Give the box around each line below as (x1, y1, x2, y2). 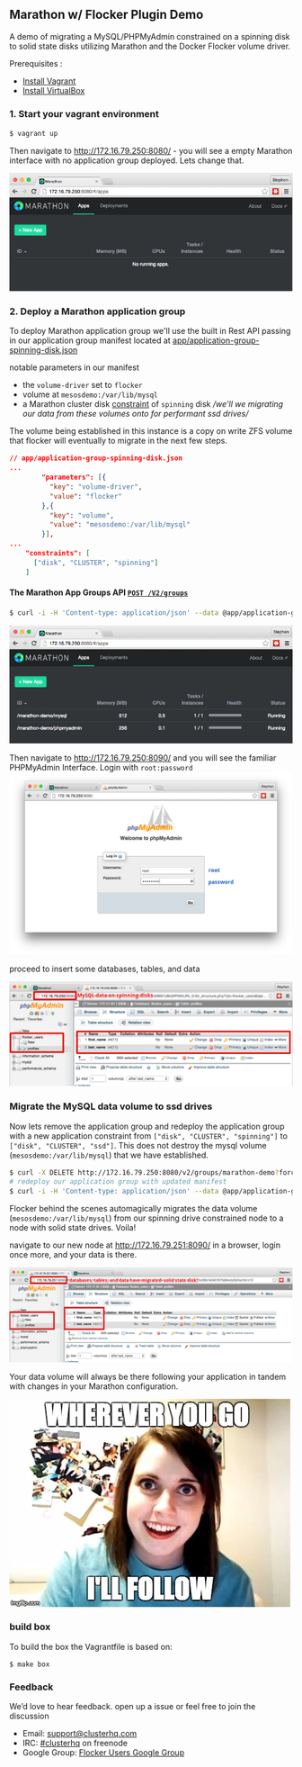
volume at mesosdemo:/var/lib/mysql (22, 389, 159, 400)
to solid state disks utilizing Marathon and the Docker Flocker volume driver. (9, 41, 290, 51)
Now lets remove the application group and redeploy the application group (9, 1121, 285, 1131)
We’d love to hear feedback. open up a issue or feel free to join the (9, 1701, 256, 1712)
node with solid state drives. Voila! (9, 1222, 137, 1233)
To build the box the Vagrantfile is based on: (9, 1641, 173, 1652)
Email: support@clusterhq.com (22, 1728, 138, 1739)
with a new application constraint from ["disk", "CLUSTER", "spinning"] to (9, 1130, 288, 1141)
